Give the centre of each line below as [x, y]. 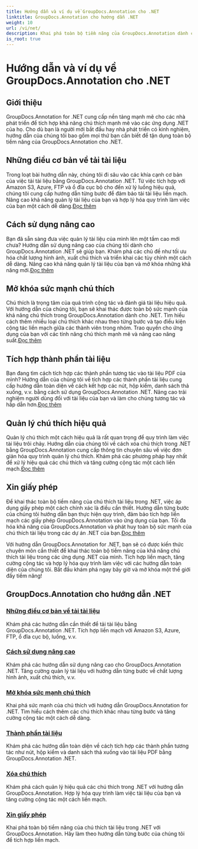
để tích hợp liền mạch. [33, 840]
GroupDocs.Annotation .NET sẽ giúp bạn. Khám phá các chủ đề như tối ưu [96, 251]
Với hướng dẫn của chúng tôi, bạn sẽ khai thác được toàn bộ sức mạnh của [97, 309]
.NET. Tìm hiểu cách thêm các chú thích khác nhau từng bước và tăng [91, 711]
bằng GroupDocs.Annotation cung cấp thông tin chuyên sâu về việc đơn [94, 450]
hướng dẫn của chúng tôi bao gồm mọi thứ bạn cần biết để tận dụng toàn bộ [99, 135]
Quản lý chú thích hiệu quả [56, 423]
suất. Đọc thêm [24, 341]
